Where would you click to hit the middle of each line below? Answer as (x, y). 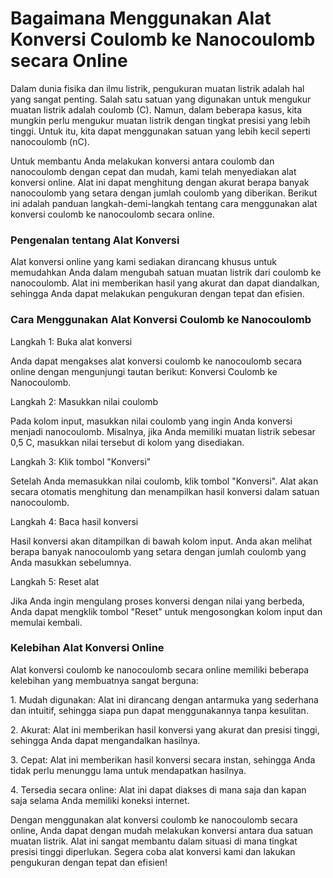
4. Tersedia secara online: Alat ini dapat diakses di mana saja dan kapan (158, 789)
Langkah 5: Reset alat (55, 581)
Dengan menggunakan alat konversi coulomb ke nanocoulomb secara (154, 819)
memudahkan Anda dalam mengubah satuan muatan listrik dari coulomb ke (166, 273)
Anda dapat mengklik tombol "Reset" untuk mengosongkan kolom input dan (166, 611)
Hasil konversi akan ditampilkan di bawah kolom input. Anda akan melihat (161, 541)
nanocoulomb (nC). (50, 141)
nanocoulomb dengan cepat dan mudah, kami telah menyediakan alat (153, 171)
